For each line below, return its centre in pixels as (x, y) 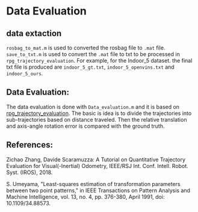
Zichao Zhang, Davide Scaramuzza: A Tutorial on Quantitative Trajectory (96, 159)
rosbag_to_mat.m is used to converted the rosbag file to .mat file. (86, 48)
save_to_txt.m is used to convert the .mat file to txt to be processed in (93, 54)
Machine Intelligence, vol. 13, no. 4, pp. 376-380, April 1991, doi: (85, 196)
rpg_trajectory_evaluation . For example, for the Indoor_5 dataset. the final (99, 61)
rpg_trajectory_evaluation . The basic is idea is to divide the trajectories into (99, 113)
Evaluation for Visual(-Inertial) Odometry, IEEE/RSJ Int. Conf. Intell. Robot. (97, 166)
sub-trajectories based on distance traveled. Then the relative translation (97, 119)
